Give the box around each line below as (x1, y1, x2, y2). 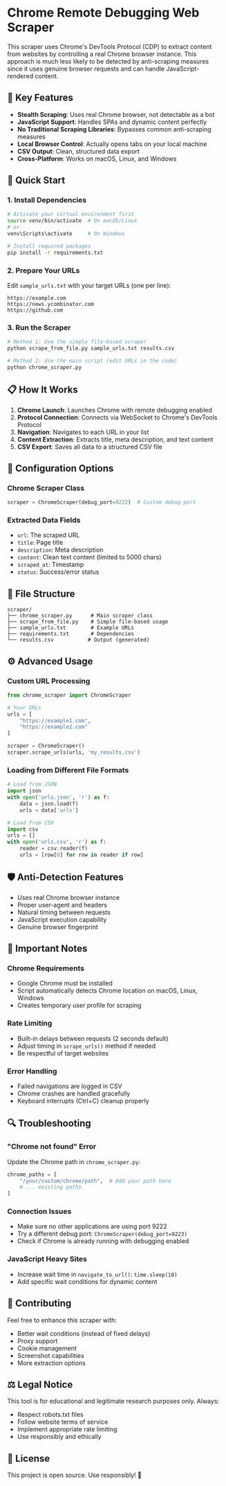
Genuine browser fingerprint (17, 923, 98, 931)
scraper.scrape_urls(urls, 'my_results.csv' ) (7, 749, 140, 756)
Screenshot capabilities (17, 1351, 84, 1359)
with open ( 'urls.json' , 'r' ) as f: (7, 794, 110, 801)
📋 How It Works (7, 384, 78, 396)
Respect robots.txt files (17, 1411, 84, 1419)
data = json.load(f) (19, 800, 79, 807)
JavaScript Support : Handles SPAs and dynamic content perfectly (17, 118, 207, 126)
